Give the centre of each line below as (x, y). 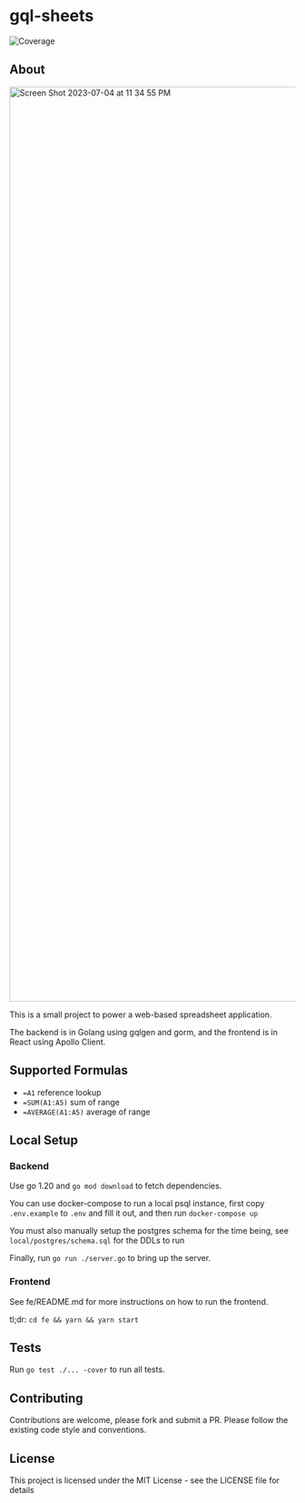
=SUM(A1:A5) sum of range (71, 1102)
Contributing (46, 1398)
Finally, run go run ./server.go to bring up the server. (110, 1258)
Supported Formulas (69, 1070)
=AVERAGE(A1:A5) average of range (87, 1112)
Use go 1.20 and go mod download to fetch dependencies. (116, 1186)
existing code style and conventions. (78, 1430)
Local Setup (44, 1140)
